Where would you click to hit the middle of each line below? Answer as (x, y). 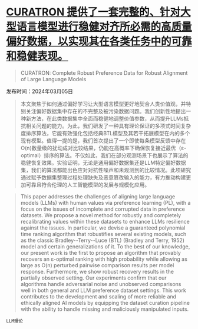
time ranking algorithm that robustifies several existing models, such (103, 234)
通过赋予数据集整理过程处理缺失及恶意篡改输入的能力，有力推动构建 (103, 177)
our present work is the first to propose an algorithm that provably (100, 252)
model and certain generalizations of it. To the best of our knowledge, (105, 246)
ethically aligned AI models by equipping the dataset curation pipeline (105, 303)
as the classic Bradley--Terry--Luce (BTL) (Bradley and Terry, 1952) (102, 240)
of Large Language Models (53, 79)
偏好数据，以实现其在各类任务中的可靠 (99, 41)
